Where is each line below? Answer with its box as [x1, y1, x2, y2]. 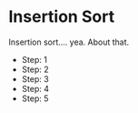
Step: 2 [21, 64, 49, 75]
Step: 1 [21, 54, 47, 65]
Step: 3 [21, 73, 49, 84]
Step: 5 [21, 93, 49, 104]
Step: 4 [21, 83, 49, 94]
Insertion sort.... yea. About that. [8, 36, 130, 47]
